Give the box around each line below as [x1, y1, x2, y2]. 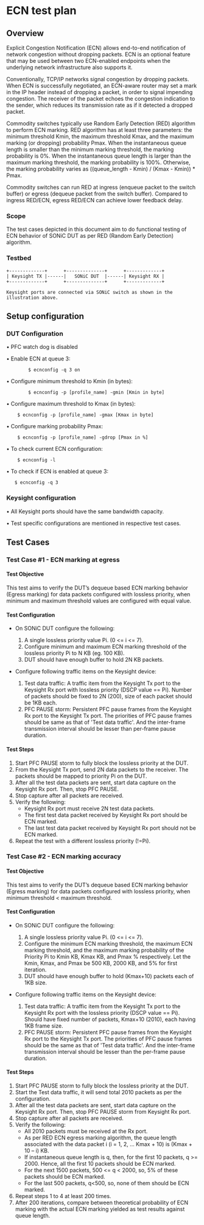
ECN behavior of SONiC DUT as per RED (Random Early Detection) [6, 232, 174, 240]
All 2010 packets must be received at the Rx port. [24, 1128, 148, 1135]
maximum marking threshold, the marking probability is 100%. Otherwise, [6, 159, 191, 166]
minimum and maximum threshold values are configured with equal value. [6, 597, 192, 605]
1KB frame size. [24, 1022, 63, 1029]
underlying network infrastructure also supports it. [6, 64, 133, 71]
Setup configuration [6, 311, 84, 321]
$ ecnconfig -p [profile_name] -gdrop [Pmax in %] [17, 434, 149, 441]
